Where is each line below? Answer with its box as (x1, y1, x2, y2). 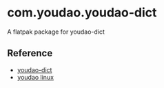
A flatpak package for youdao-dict (7, 27, 105, 36)
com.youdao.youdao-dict (7, 5, 157, 21)
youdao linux (17, 73, 54, 81)
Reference (7, 47, 53, 59)
